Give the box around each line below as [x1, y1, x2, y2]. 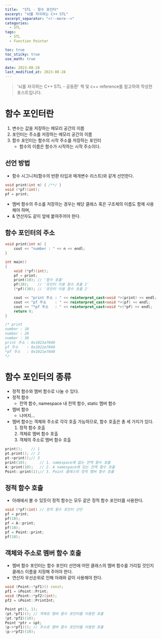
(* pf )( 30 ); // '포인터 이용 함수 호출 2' [14, 287, 89, 291]
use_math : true [5, 56, 36, 61]
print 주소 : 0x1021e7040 [5, 340, 56, 345]
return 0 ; [14, 309, 34, 314]
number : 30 [5, 335, 29, 341]
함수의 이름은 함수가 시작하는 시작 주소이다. [19, 144, 101, 149]
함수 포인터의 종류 [5, 371, 72, 383]
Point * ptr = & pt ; [5, 620, 42, 625]
